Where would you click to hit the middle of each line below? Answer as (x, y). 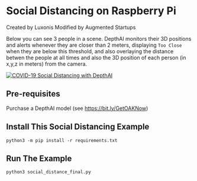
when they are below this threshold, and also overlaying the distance (90, 51)
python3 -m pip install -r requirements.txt (62, 140)
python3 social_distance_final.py (49, 172)
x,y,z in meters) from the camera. (47, 64)
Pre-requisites (33, 94)
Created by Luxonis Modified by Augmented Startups (71, 27)
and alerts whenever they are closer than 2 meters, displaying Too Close (94, 45)
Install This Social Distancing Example (78, 127)
